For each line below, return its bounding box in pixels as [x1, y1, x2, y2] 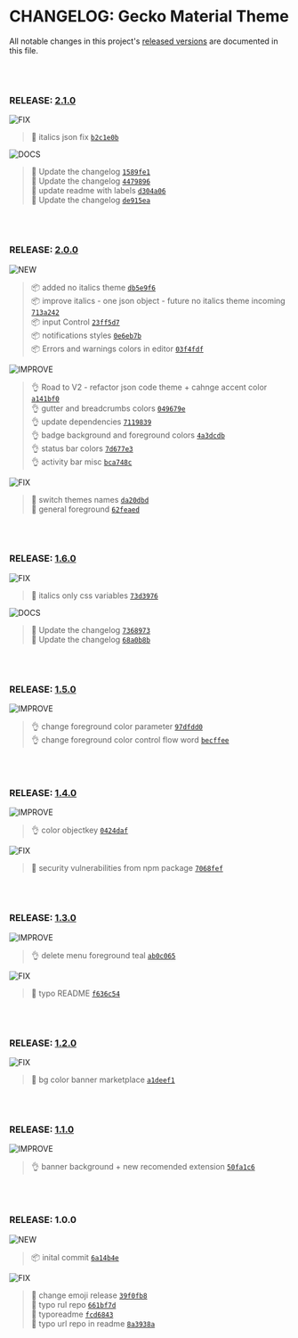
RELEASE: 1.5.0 [9, 683, 77, 695]
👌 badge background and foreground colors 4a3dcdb [30, 430, 225, 440]
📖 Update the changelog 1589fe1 [30, 167, 151, 177]
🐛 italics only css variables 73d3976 [30, 590, 158, 601]
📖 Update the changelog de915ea [30, 194, 151, 206]
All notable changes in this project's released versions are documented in [9, 36, 278, 46]
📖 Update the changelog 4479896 [30, 176, 151, 186]
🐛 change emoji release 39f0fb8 [30, 1290, 148, 1301]
